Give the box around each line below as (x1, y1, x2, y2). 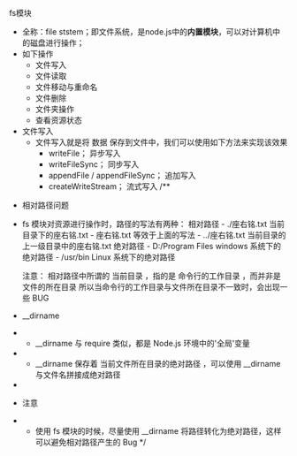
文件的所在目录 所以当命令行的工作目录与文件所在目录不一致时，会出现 (21, 282, 280, 292)
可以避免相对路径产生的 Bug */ (34, 437, 147, 447)
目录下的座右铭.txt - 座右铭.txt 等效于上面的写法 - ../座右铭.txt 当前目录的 (21, 230, 286, 240)
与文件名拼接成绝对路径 (34, 369, 121, 380)
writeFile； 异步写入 (48, 148, 121, 158)
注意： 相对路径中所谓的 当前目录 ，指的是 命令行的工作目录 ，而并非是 (21, 270, 281, 281)
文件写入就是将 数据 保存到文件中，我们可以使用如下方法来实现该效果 (34, 137, 288, 148)
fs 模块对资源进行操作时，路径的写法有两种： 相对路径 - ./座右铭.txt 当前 (21, 219, 286, 229)
